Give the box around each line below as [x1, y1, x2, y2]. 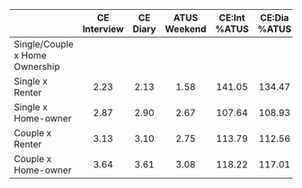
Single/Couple [13, 38, 75, 50]
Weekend [164, 22, 207, 35]
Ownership [13, 60, 60, 73]
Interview [82, 22, 124, 35]
